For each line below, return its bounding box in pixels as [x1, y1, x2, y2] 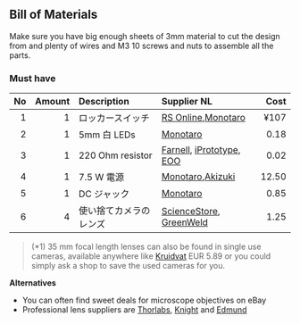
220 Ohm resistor [79, 149, 154, 162]
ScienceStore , [161, 205, 221, 218]
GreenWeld [161, 216, 208, 228]
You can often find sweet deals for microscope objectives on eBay [21, 295, 267, 306]
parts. [9, 49, 31, 61]
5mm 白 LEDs [79, 129, 136, 141]
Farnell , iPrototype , [161, 144, 241, 156]
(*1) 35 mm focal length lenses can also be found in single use [30, 241, 262, 253]
